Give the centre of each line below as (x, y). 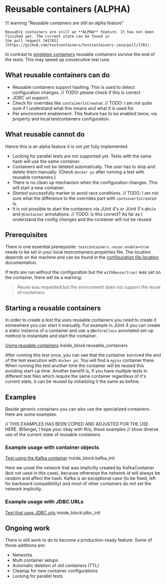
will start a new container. (39, 188)
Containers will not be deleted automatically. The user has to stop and (83, 166)
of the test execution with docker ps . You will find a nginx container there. (80, 361)
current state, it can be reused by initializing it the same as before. (73, 381)
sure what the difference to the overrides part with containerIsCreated (84, 198)
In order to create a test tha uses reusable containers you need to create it (81, 320)
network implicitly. (24, 489)
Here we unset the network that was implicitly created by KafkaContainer (80, 468)
